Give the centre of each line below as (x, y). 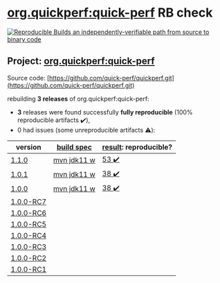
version (29, 147)
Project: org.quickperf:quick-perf (81, 61)
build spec (74, 147)
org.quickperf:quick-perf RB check (110, 13)
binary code (24, 39)
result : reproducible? (137, 147)
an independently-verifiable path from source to (141, 32)
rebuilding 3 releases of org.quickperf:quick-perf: (79, 98)
